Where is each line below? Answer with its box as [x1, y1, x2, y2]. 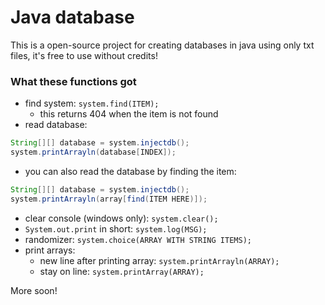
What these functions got [10, 74, 137, 88]
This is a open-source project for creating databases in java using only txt [10, 39, 315, 51]
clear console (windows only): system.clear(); [24, 212, 219, 224]
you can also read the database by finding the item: [24, 165, 237, 177]
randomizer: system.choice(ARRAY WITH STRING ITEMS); [24, 233, 252, 245]
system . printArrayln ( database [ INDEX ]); [10, 147, 177, 158]
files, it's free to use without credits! [10, 49, 158, 61]
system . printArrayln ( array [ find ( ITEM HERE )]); [10, 194, 208, 204]
